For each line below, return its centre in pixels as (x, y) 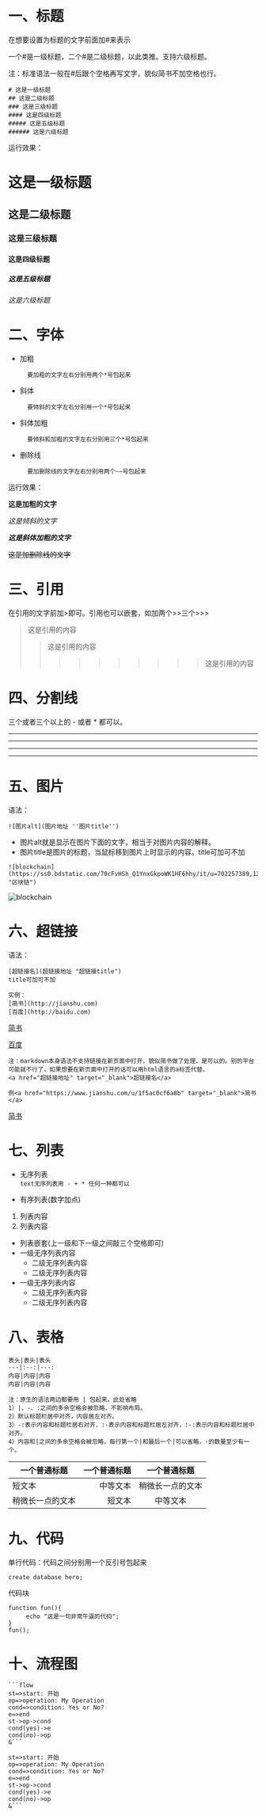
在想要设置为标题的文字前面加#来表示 (69, 40)
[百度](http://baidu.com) (49, 1012)
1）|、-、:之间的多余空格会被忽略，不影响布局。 (77, 1408)
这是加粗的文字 (32, 504)
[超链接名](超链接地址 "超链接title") (65, 971)
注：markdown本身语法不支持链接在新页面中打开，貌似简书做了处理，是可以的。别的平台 (131, 1061)
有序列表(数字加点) (50, 1199)
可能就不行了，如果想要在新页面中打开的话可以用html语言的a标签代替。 (108, 1069)
